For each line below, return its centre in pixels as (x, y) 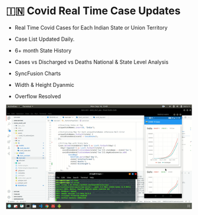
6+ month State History (43, 50)
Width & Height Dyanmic (44, 84)
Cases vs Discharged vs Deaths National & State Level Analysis (92, 62)
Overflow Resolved (38, 96)
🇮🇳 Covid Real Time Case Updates (93, 11)
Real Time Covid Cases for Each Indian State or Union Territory (91, 27)
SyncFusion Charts (38, 73)
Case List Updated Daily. (44, 39)
